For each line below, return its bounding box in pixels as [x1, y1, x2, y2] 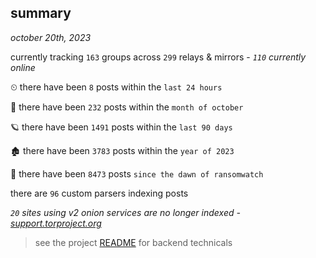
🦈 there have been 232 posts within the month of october [10, 101, 244, 113]
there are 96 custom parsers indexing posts [10, 187, 189, 199]
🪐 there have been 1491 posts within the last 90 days [10, 121, 233, 133]
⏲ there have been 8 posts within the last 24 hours [10, 81, 223, 93]
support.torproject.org [10, 217, 102, 229]
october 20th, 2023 [10, 31, 92, 43]
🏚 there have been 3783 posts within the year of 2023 [10, 144, 235, 156]
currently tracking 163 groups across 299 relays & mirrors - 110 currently [10, 51, 307, 63]
